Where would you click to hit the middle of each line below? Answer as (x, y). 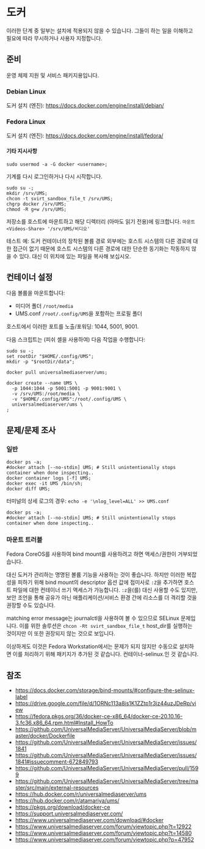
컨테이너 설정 (30, 277)
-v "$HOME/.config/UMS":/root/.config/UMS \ (69, 399)
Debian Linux (26, 91)
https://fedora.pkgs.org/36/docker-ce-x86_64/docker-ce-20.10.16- (99, 716)
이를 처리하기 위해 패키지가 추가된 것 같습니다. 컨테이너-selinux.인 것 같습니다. (106, 654)
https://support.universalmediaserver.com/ (69, 814)
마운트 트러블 (24, 539)
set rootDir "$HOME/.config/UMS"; (50, 357)
